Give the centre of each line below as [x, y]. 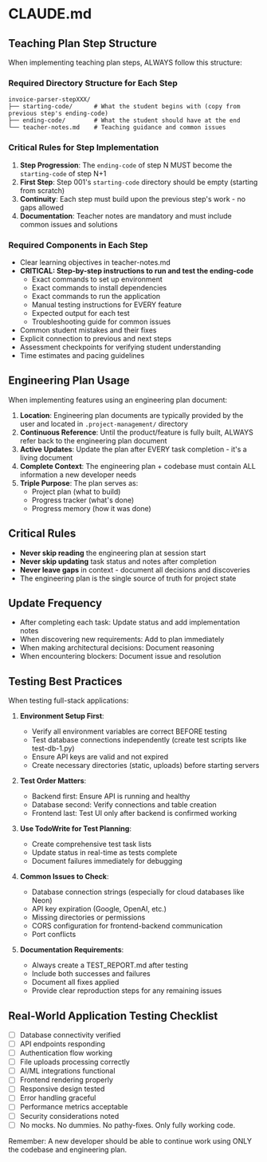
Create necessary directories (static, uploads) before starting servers [145, 766]
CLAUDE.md [50, 14]
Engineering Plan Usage [69, 381]
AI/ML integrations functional [67, 1071]
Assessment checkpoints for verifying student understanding [120, 347]
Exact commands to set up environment [97, 279]
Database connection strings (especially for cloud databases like [138, 892]
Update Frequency [55, 603]
